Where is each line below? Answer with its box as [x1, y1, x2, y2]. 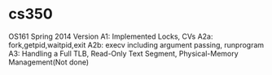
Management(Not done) [8, 57, 90, 67]
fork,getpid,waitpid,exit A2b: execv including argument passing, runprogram [8, 40, 265, 49]
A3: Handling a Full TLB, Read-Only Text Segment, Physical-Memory [8, 48, 239, 58]
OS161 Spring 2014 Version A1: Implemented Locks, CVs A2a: [8, 31, 213, 41]
